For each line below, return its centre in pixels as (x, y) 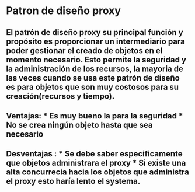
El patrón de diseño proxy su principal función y (95, 32)
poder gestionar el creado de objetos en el (84, 50)
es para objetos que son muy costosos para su (93, 87)
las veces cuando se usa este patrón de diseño (93, 78)
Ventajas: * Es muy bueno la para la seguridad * (95, 116)
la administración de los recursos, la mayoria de (95, 69)
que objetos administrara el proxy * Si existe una (96, 163)
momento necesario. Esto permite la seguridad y (96, 60)
